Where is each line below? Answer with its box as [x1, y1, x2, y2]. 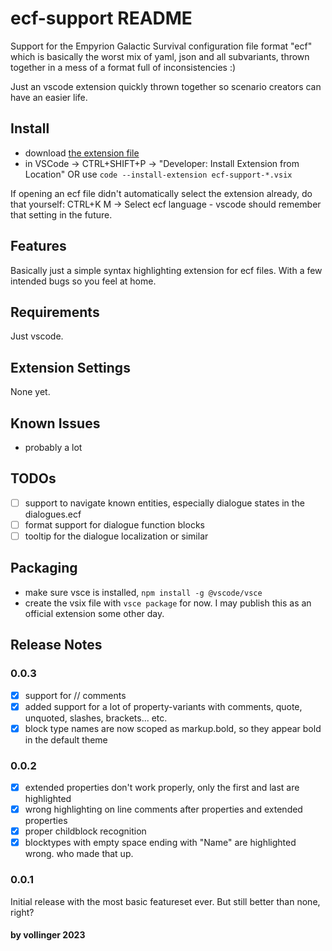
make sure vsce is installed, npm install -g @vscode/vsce [24, 586, 263, 598]
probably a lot [24, 442, 83, 453]
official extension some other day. [24, 607, 165, 619]
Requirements [10, 303, 100, 321]
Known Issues [10, 415, 101, 432]
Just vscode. [10, 330, 64, 342]
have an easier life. [10, 91, 88, 103]
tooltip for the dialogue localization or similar [24, 530, 209, 542]
